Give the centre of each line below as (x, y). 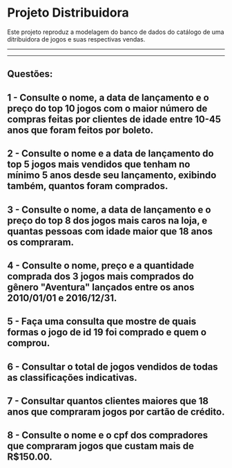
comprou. (29, 343)
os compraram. (41, 242)
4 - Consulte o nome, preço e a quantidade (101, 265)
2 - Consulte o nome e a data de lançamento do (110, 154)
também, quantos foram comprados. (88, 186)
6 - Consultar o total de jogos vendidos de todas (113, 367)
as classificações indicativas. (72, 378)
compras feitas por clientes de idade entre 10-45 (114, 119)
